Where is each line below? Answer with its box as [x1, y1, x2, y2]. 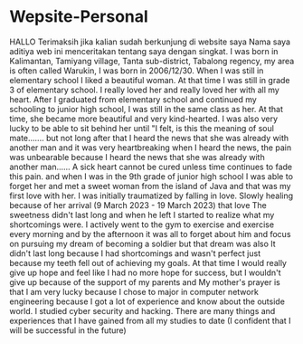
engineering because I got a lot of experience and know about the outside [9, 296, 285, 307]
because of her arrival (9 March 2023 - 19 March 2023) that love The [9, 199, 267, 210]
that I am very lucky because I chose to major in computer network [9, 286, 260, 297]
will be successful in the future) [9, 324, 127, 336]
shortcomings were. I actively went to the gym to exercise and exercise [9, 219, 274, 230]
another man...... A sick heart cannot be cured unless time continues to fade [9, 161, 293, 172]
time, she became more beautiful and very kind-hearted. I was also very [9, 113, 279, 124]
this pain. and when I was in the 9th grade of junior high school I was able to [9, 170, 294, 182]
